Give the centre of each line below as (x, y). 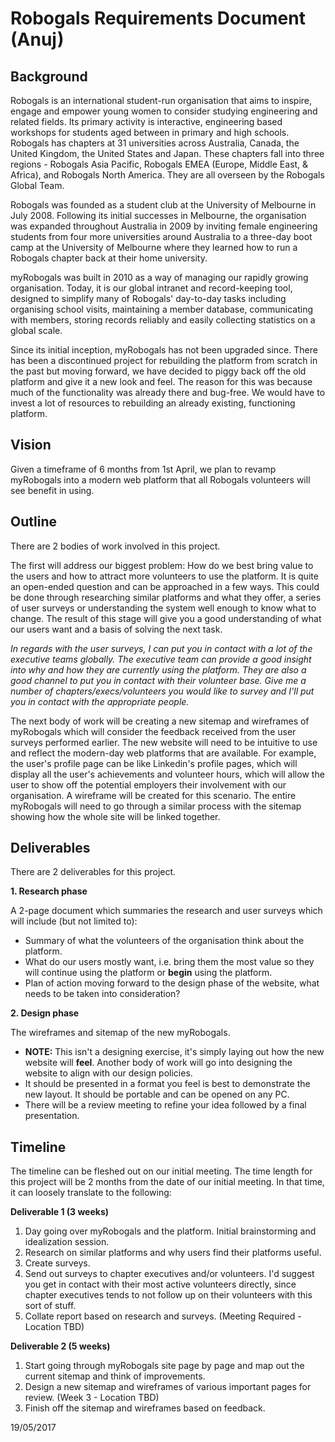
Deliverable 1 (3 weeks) (60, 1212)
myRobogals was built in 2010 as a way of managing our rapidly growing (159, 277)
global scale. (36, 330)
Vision (31, 445)
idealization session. (67, 1242)
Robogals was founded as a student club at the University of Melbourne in (163, 205)
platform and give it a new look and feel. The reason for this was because (161, 381)
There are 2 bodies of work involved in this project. (115, 546)
